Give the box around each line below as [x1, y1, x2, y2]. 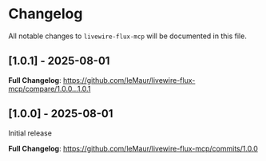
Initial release [8, 128, 52, 138]
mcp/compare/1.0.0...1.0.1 [8, 84, 91, 93]
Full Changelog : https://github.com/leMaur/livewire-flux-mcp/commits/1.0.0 [8, 143, 258, 153]
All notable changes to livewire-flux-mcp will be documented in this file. [8, 31, 248, 41]
